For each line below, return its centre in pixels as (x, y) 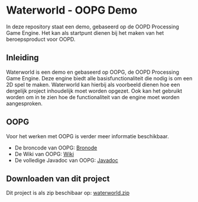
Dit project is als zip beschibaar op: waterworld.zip (68, 193)
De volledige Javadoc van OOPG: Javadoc (66, 160)
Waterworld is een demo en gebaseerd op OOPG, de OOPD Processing (92, 72)
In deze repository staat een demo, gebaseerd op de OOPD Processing (92, 27)
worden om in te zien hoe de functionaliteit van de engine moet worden (93, 97)
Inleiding (23, 58)
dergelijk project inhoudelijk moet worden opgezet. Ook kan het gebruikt (94, 91)
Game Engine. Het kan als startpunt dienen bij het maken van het (85, 32)
